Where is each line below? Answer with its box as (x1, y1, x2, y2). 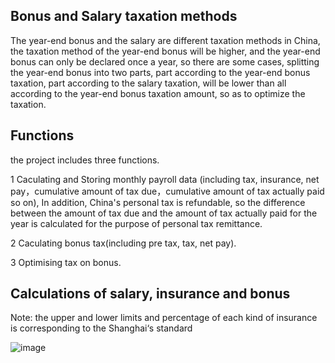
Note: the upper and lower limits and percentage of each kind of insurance (10, 312, 318, 324)
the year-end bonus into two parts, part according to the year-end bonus (10, 66, 311, 78)
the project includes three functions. (10, 154, 160, 166)
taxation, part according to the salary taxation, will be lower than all (10, 77, 287, 89)
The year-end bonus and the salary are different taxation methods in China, (10, 34, 321, 46)
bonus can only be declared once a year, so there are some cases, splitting (10, 55, 320, 68)
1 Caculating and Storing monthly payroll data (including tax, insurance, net (10, 173, 320, 185)
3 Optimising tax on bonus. (10, 256, 122, 268)
